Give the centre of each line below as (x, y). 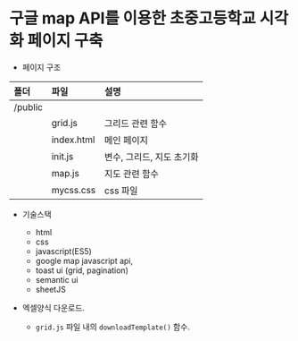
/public (28, 107)
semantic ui (57, 279)
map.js (66, 173)
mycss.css (74, 190)
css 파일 (121, 191)
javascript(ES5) (63, 251)
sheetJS (51, 289)
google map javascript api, (84, 260)
